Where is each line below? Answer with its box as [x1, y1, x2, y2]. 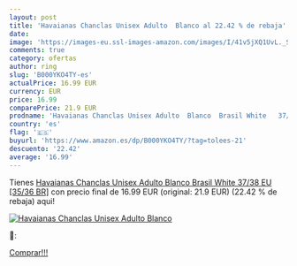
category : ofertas [9, 54, 77, 63]
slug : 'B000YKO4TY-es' [9, 71, 93, 80]
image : [9, 37, 34, 47]
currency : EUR [9, 87, 62, 95]
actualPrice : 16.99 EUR [9, 79, 97, 87]
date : [9, 29, 29, 38]
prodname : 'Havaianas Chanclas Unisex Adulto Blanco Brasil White [9, 111, 267, 120]
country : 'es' [9, 120, 62, 129]
